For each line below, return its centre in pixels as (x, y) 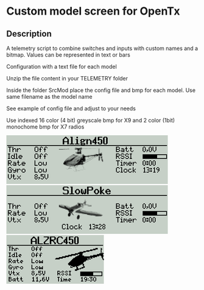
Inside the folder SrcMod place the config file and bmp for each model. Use (101, 90)
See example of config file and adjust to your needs (71, 108)
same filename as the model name (49, 97)
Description (29, 34)
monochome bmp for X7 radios (45, 127)
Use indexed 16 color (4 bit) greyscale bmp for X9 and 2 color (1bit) (91, 120)
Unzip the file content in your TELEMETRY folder (67, 78)
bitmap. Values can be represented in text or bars (69, 55)
